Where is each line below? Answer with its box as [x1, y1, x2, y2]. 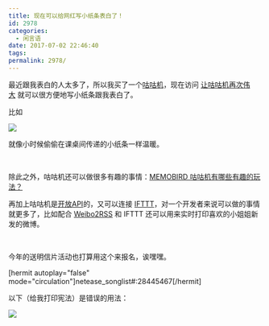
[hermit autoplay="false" [8, 267, 90, 278]
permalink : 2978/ [8, 57, 67, 65]
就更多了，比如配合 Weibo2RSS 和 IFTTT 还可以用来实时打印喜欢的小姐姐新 [8, 208, 259, 218]
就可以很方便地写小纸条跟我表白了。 [17, 89, 138, 99]
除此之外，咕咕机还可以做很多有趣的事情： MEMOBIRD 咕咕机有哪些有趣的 [8, 171, 254, 181]
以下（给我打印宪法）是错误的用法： [8, 293, 129, 303]
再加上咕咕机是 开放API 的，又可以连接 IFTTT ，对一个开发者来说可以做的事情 [8, 199, 260, 208]
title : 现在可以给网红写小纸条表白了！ [8, 11, 124, 20]
